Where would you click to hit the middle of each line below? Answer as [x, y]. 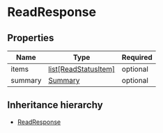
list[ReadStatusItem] [82, 69]
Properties [31, 38]
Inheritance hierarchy [55, 105]
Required [137, 57]
